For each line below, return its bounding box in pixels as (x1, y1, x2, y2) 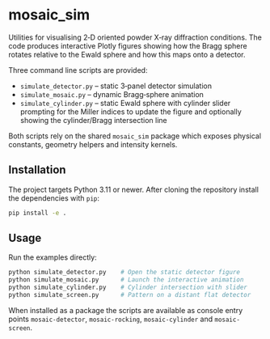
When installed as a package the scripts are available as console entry (8, 305, 243, 315)
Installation (8, 163, 66, 177)
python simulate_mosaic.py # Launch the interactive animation (8, 276, 244, 284)
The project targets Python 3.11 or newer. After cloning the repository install (8, 184, 259, 194)
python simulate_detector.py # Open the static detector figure (8, 269, 241, 277)
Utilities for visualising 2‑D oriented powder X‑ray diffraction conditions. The (8, 32, 263, 42)
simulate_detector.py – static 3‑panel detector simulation (19, 81, 213, 91)
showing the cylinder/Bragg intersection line (19, 115, 167, 125)
